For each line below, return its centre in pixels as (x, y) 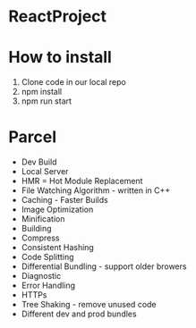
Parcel (33, 137)
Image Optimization (57, 210)
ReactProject (58, 17)
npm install (42, 92)
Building (36, 229)
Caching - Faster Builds (64, 200)
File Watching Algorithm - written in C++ (96, 190)
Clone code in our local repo (74, 82)
